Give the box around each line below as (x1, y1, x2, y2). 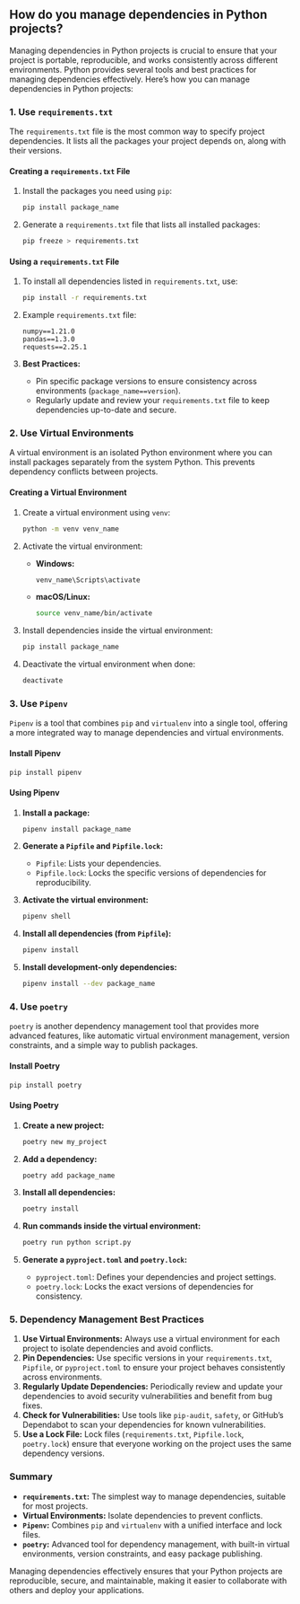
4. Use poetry (9, 1000, 69, 1013)
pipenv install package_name (21, 824, 132, 833)
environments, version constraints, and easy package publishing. (21, 1548, 263, 1559)
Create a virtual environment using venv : (21, 507, 171, 517)
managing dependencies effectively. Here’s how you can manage (9, 74, 251, 84)
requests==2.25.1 (21, 343, 88, 352)
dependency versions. (21, 1448, 105, 1459)
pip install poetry (9, 1080, 82, 1089)
